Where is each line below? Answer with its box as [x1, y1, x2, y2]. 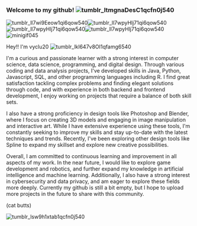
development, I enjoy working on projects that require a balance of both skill [6, 92, 192, 100]
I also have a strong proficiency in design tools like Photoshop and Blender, [6, 110, 189, 117]
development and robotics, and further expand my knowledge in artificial [6, 165, 184, 172]
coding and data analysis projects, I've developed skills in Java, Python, [6, 67, 182, 74]
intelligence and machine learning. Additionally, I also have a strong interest [6, 172, 190, 179]
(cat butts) [6, 202, 31, 209]
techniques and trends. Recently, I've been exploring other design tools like [6, 135, 190, 142]
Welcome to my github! [6, 6, 75, 14]
